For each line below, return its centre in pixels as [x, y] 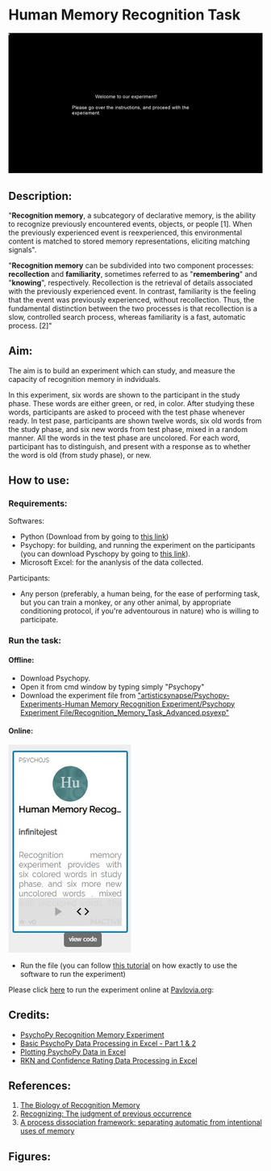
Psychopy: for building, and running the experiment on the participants [138, 545]
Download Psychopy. [55, 678]
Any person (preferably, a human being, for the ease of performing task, [140, 594]
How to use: [39, 480]
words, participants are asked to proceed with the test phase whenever [127, 412]
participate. [39, 620]
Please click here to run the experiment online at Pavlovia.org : [111, 990]
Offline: [21, 660]
